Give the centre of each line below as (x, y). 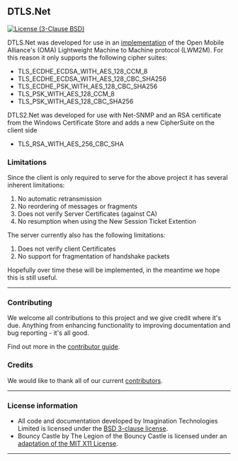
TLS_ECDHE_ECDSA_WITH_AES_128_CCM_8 (83, 71)
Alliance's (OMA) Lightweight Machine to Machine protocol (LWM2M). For (115, 50)
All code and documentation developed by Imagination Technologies (118, 421)
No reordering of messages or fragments (78, 206)
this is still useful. (33, 278)
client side (22, 130)
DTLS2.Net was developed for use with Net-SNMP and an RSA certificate (114, 115)
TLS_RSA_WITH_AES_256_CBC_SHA (70, 144)
